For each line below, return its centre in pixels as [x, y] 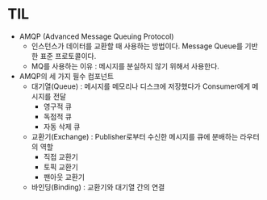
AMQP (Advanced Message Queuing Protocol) [96, 36]
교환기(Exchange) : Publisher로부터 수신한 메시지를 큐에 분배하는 [135, 136]
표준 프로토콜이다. [68, 56]
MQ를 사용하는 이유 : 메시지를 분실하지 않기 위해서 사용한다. [125, 66]
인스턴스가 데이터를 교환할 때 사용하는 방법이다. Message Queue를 [137, 46]
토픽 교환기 [60, 167]
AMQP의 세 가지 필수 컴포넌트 [67, 76]
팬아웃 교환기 [64, 177]
